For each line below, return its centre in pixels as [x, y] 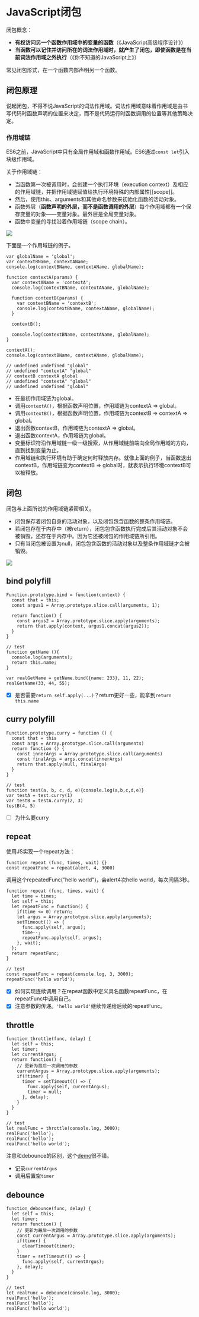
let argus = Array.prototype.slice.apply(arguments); [84, 917]
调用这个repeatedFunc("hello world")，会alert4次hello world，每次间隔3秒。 [99, 880]
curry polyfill [31, 719]
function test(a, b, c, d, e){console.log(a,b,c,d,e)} [75, 790]
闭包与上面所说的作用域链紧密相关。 [50, 508]
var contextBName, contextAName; [47, 262]
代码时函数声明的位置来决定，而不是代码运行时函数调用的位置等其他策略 [99, 113]
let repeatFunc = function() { [50, 907]
